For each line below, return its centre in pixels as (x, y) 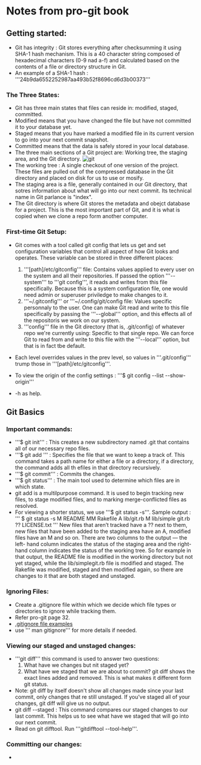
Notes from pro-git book (68, 11)
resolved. (26, 506)
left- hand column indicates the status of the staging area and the (95, 544)
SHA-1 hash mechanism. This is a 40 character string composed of (98, 54)
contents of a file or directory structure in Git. (71, 67)
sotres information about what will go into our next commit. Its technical (103, 191)
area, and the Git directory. (48, 159)
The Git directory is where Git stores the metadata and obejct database (102, 204)
